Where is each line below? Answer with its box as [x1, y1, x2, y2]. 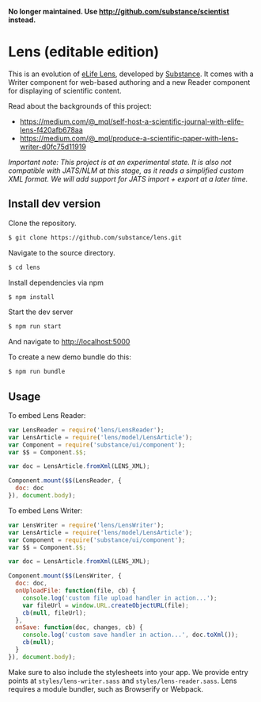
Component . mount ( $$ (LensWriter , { [8, 572, 123, 580]
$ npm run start [8, 323, 62, 331]
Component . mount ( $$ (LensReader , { [8, 477, 123, 485]
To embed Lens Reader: [8, 410, 86, 420]
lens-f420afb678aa [19, 125, 83, 134]
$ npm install [8, 293, 55, 301]
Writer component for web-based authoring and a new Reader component [8, 77, 251, 86]
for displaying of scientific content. [8, 86, 122, 95]
